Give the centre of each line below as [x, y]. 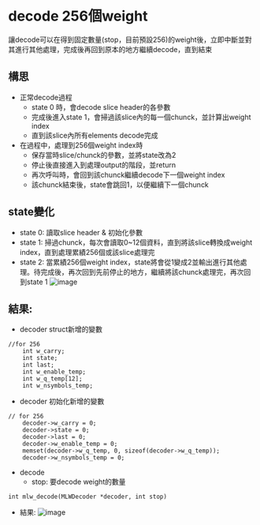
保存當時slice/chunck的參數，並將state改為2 [104, 155]
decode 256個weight [78, 16]
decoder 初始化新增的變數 [62, 401]
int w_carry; [44, 351]
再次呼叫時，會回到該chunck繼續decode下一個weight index [128, 174]
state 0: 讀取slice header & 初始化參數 [81, 232]
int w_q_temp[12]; [52, 379]
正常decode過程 [46, 97]
